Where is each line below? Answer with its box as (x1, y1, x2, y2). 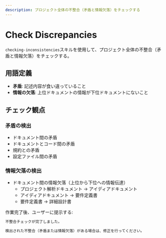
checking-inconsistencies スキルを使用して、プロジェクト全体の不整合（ (5, 46, 157, 52)
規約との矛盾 (12, 147, 39, 153)
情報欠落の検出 (5, 167, 42, 174)
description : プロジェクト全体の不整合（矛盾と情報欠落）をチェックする (5, 7, 141, 13)
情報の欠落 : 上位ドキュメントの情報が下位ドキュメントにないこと (12, 89, 148, 96)
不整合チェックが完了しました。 (5, 219, 62, 224)
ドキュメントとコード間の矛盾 (12, 141, 75, 147)
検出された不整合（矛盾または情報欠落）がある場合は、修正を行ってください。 (5, 228, 145, 233)
